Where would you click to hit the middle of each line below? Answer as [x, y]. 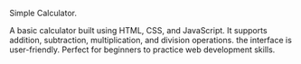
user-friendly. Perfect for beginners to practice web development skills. [142, 50]
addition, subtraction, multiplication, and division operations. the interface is [150, 40]
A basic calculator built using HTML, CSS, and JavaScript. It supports [139, 30]
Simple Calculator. [43, 13]
